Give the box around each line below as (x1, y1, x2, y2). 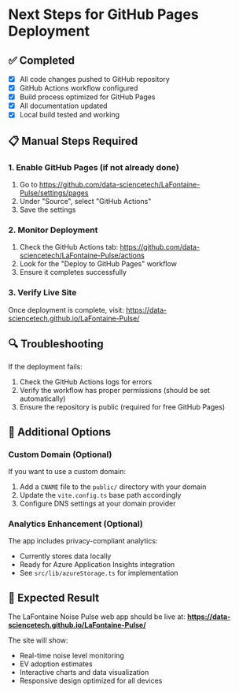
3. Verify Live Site (8, 287, 77, 298)
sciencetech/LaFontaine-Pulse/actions (19, 250, 145, 261)
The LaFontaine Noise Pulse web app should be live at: (8, 612, 186, 621)
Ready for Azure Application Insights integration (19, 560, 175, 569)
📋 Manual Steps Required (8, 134, 138, 147)
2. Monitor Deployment (8, 224, 98, 235)
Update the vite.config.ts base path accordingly (19, 491, 182, 500)
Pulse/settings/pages (19, 188, 89, 198)
